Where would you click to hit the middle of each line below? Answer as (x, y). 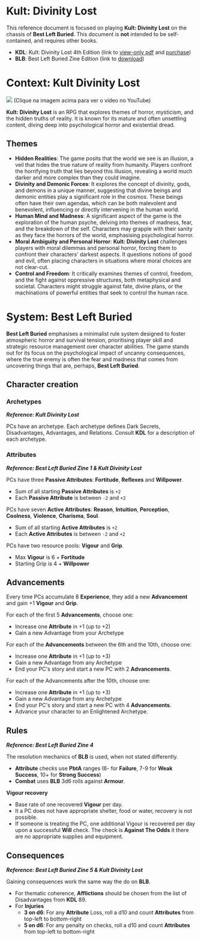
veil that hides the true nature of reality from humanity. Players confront (103, 164)
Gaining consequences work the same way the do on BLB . (79, 882)
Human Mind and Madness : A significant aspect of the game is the (98, 216)
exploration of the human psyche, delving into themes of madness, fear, (104, 222)
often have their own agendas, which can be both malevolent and (96, 203)
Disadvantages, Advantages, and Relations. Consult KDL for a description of (100, 433)
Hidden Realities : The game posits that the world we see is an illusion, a (104, 158)
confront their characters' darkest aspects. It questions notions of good (103, 254)
